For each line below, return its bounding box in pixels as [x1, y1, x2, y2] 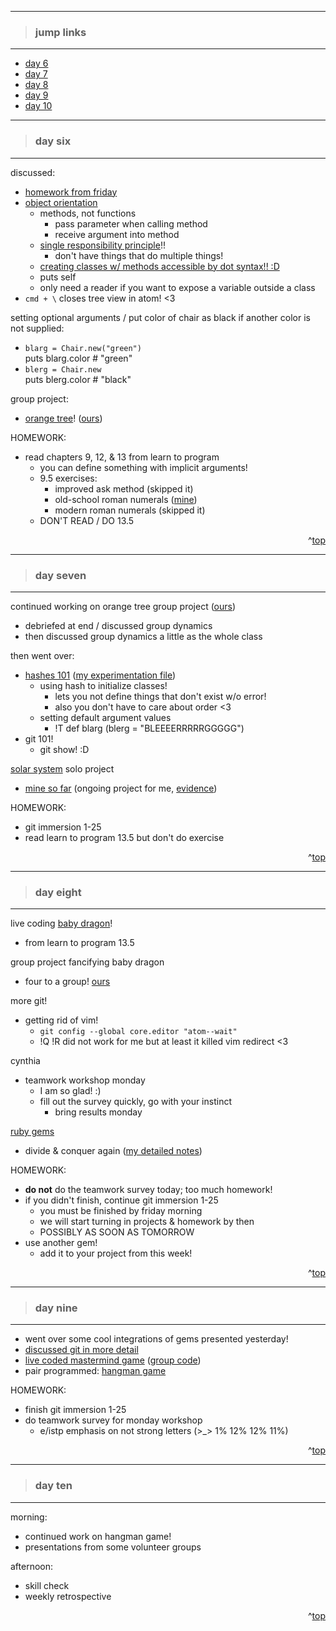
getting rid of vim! [24, 1014, 99, 1026]
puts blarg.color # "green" [24, 352, 133, 364]
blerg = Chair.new [24, 364, 102, 375]
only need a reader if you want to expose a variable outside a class [39, 281, 316, 293]
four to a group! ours [24, 976, 111, 988]
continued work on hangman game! [24, 1530, 172, 1542]
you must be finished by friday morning [39, 1205, 203, 1217]
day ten [34, 1479, 73, 1493]
